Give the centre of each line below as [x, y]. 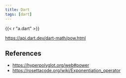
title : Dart [17, 10]
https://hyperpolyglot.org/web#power [51, 65]
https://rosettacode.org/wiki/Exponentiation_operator [66, 71]
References [23, 53]
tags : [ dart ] [19, 14]
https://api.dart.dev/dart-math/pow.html [45, 38]
